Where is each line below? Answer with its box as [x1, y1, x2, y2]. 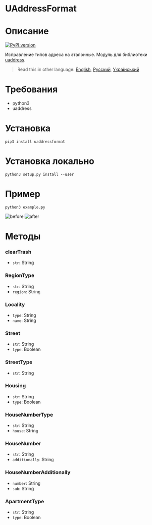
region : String [12, 288, 41, 295]
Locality [5, 301, 25, 308]
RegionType [5, 272, 35, 279]
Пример [5, 189, 41, 200]
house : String [12, 428, 39, 434]
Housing [5, 382, 26, 389]
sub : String [12, 485, 34, 491]
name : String [12, 317, 36, 323]
